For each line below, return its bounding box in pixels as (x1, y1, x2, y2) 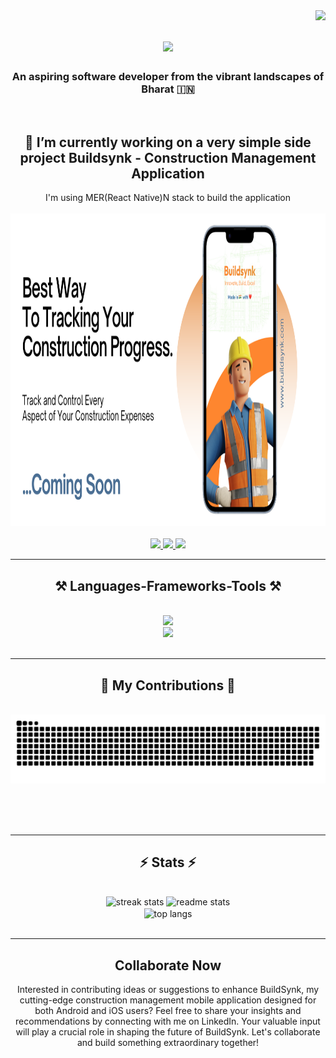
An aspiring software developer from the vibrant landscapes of (11, 70, 325, 84)
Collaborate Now (114, 957, 222, 974)
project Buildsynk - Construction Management (19, 149, 317, 166)
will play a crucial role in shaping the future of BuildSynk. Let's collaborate (15, 1025, 321, 1038)
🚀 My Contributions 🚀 (100, 677, 236, 694)
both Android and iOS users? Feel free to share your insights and (34, 1004, 302, 1016)
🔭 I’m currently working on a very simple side (24, 134, 312, 151)
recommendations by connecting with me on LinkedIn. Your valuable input (15, 1015, 321, 1027)
